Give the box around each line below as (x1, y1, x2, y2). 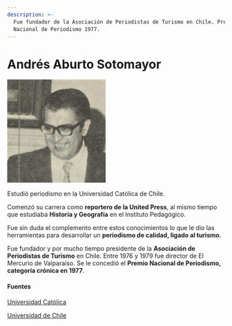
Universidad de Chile (7, 311, 67, 319)
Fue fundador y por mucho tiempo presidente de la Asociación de (7, 245, 195, 253)
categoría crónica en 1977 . (7, 267, 85, 275)
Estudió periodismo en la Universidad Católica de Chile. (7, 190, 166, 198)
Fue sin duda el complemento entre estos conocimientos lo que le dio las (7, 224, 215, 232)
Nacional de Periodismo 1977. (13, 26, 100, 32)
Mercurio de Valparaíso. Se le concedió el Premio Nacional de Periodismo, (7, 259, 221, 267)
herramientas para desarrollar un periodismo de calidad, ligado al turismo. (7, 231, 222, 240)
